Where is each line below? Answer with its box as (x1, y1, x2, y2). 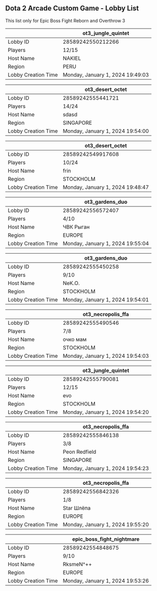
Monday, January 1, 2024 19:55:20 (62, 521, 149, 528)
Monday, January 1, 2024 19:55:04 (62, 240, 149, 247)
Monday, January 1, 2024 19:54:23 (62, 464, 149, 472)
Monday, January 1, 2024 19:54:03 (62, 352, 149, 359)
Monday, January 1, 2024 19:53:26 (62, 577, 149, 584)
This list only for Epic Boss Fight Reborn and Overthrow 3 (5, 17, 125, 23)
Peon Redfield (62, 448, 97, 455)
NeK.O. (62, 279, 80, 287)
